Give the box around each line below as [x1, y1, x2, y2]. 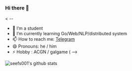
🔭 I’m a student [12, 25, 43, 31]
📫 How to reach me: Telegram [12, 36, 75, 42]
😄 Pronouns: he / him [12, 43, 57, 49]
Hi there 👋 [5, 4, 30, 11]
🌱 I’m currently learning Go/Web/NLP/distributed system [12, 31, 128, 37]
